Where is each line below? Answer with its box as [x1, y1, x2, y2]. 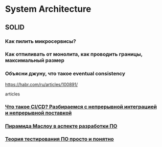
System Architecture [5, 3, 92, 15]
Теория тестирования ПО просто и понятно [5, 136, 114, 143]
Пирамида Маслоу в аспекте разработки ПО [5, 122, 117, 129]
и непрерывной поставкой [5, 109, 72, 116]
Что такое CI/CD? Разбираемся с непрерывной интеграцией [5, 103, 157, 110]
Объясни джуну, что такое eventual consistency [5, 70, 126, 77]
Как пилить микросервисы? [5, 38, 76, 45]
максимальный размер [5, 57, 65, 64]
